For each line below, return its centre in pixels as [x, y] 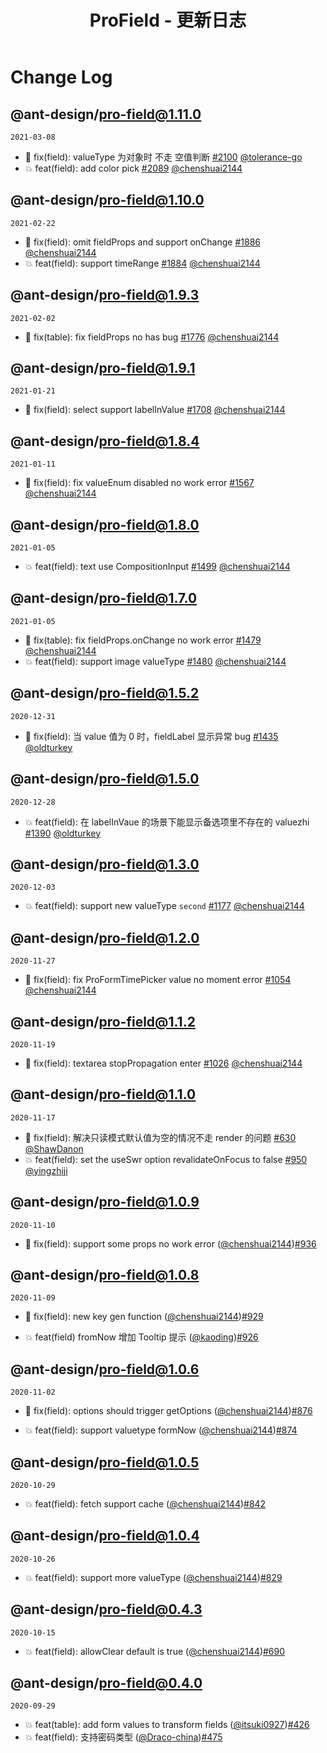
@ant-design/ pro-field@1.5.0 [105, 779]
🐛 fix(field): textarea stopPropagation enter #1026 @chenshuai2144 [163, 1063]
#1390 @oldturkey [63, 833]
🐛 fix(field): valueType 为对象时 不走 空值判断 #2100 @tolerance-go [163, 157]
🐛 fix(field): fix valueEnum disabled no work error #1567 [139, 483]
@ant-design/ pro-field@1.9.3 [105, 295]
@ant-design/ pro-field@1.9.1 [103, 368]
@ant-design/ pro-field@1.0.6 [105, 1369]
